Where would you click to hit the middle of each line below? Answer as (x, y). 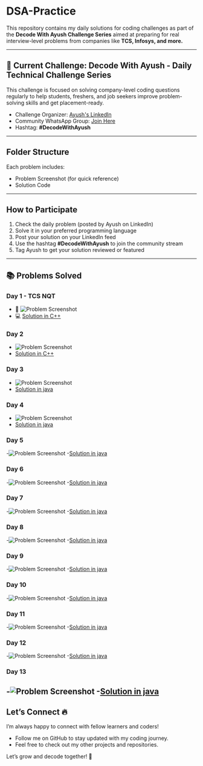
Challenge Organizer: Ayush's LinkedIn (63, 114)
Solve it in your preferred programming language (76, 231)
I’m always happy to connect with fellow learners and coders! (82, 727)
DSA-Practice (41, 11)
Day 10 (16, 585)
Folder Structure (38, 152)
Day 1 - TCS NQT (31, 296)
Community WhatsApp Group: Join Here (65, 121)
